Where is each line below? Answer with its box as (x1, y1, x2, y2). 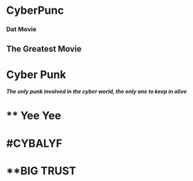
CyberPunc (6, 4, 64, 17)
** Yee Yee (6, 109, 62, 123)
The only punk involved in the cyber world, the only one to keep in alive (6, 88, 187, 95)
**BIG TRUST (6, 164, 77, 177)
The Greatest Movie (6, 43, 82, 54)
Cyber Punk (6, 67, 67, 81)
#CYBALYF (6, 137, 63, 150)
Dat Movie (6, 25, 37, 34)
